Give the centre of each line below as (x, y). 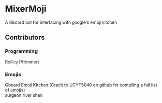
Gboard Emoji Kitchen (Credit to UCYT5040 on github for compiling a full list (81, 85)
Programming (21, 51)
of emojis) (15, 90)
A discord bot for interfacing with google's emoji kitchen (61, 22)
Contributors (25, 37)
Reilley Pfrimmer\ (22, 62)
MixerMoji (26, 9)
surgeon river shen (24, 95)
